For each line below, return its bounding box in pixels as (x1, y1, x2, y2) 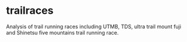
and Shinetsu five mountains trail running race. (6, 29, 119, 36)
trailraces (6, 4, 54, 17)
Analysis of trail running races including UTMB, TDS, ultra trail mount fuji (6, 23, 182, 30)
